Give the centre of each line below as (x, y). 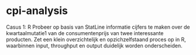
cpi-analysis (37, 11)
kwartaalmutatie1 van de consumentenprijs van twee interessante (85, 33)
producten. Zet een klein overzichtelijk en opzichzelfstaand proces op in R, (96, 39)
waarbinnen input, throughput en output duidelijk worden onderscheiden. (94, 46)
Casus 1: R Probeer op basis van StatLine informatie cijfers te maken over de (98, 27)
